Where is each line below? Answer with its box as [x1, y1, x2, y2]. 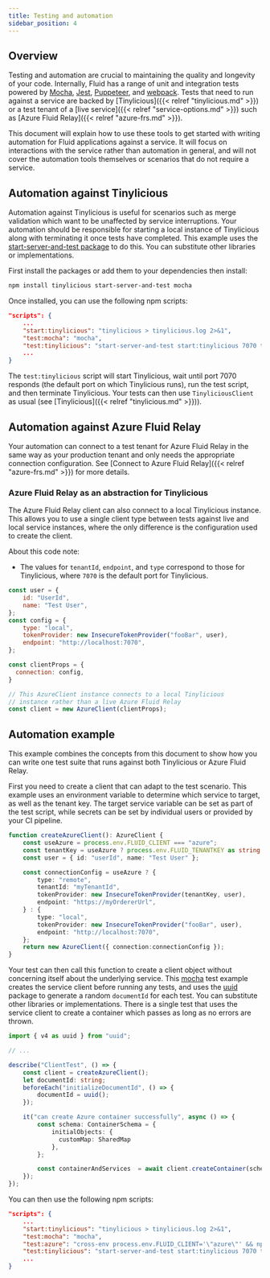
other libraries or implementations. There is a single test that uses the [8, 1000, 239, 1009]
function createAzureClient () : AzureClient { [8, 831, 163, 839]
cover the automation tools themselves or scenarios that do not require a [8, 155, 249, 164]
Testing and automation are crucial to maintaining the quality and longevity [8, 70, 256, 80]
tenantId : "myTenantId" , [37, 883, 121, 892]
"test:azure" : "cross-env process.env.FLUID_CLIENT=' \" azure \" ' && [22, 1240, 253, 1248]
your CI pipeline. [8, 816, 63, 826]
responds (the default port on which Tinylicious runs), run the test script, [8, 380, 249, 390]
